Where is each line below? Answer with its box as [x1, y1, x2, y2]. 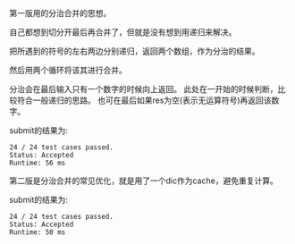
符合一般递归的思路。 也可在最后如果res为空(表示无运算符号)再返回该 [16, 95, 272, 105]
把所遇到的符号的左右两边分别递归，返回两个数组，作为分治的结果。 [9, 46, 260, 56]
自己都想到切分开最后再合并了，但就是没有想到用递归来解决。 [9, 27, 237, 38]
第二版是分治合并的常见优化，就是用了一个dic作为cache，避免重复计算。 [9, 175, 279, 186]
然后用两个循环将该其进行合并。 [9, 65, 127, 75]
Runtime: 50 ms [9, 228, 66, 237]
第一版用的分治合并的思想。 [9, 8, 112, 18]
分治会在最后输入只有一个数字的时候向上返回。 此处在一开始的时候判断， [9, 84, 278, 94]
